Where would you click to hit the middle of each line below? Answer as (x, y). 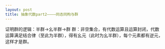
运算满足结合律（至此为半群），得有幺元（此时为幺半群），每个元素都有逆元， (84, 35)
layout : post (19, 10)
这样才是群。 (18, 41)
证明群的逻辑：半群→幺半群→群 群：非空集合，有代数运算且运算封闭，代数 (82, 29)
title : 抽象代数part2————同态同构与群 (42, 14)
